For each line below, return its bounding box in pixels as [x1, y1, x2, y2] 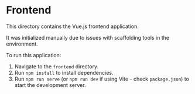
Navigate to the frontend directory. [14, 62, 98, 70]
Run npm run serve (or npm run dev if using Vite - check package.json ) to [14, 75, 189, 82]
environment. [6, 40, 38, 47]
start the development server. [14, 81, 86, 88]
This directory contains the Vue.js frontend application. [6, 23, 139, 30]
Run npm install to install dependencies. [14, 69, 114, 76]
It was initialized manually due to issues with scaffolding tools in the [6, 34, 170, 41]
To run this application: [6, 51, 61, 58]
